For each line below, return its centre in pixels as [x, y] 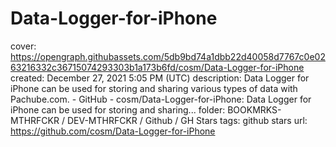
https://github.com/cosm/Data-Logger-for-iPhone [113, 131]
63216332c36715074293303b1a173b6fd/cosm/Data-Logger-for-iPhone [157, 67]
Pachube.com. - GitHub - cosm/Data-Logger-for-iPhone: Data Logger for [161, 99]
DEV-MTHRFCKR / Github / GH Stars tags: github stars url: [187, 120]
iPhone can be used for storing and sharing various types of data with [154, 88]
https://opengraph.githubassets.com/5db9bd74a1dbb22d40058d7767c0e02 [168, 56]
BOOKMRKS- [254, 109]
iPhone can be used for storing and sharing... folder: [118, 109]
